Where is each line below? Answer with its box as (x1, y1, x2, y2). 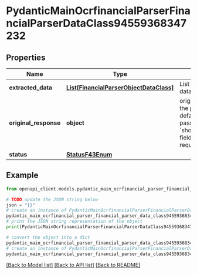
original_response (9, 119, 61, 127)
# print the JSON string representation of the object (6, 219, 143, 225)
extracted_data (9, 83, 53, 92)
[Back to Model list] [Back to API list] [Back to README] (6, 262, 141, 269)
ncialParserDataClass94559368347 (6, 16, 186, 30)
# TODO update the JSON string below (6, 196, 98, 202)
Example (6, 171, 39, 181)
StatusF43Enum (66, 151, 113, 158)
